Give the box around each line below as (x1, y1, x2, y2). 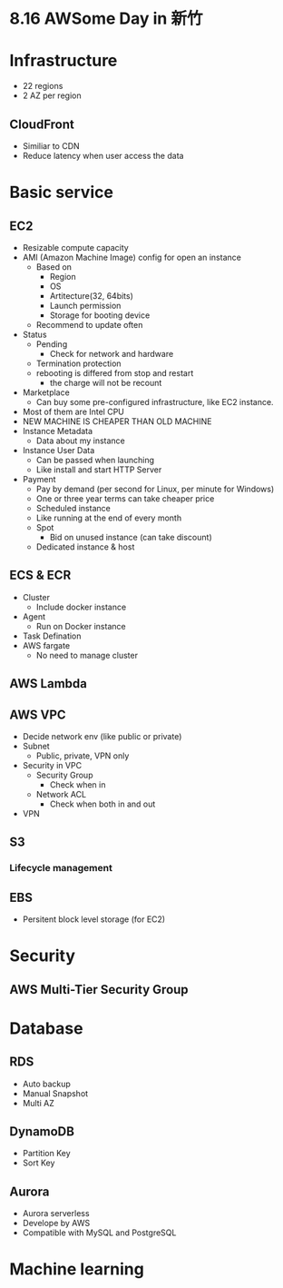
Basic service (9, 183, 113, 203)
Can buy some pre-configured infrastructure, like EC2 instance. (35, 396, 274, 407)
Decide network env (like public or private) (22, 730, 182, 741)
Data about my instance (35, 435, 125, 446)
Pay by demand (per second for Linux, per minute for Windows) (35, 483, 275, 494)
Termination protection (35, 358, 122, 369)
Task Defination (22, 630, 82, 641)
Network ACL (35, 788, 87, 799)
